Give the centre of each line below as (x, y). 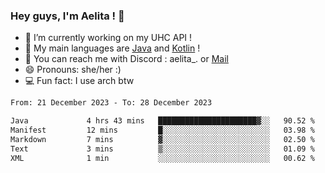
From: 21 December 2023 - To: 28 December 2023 (111, 103)
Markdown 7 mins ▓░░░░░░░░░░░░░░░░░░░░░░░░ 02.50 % (162, 139)
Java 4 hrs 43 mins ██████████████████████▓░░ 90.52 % (162, 121)
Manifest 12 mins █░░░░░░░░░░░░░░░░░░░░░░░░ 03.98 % (162, 130)
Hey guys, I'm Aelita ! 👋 (67, 16)
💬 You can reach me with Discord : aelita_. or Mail (126, 59)
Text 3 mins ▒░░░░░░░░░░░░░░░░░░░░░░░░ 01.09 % (162, 149)
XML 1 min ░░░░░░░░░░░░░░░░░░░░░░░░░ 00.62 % (162, 158)
